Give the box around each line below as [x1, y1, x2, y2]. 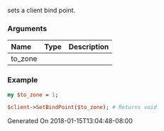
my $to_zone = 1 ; [7, 91, 59, 98]
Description [68, 42, 109, 52]
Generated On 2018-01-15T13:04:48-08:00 [7, 117, 133, 125]
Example [7, 75, 38, 85]
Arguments [7, 23, 48, 33]
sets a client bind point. [7, 6, 76, 14]
